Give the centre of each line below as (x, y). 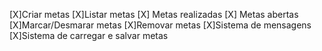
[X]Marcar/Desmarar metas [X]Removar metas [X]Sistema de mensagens (160, 25)
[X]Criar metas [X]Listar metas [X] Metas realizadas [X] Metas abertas (154, 14)
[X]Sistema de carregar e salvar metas (89, 35)
